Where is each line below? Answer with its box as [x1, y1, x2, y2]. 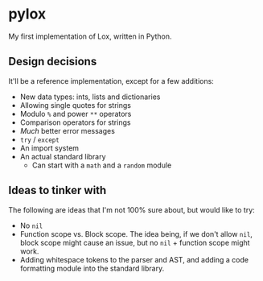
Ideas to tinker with [8, 184, 107, 197]
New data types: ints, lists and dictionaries [19, 92, 161, 101]
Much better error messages [19, 126, 115, 135]
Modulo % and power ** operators [19, 109, 132, 118]
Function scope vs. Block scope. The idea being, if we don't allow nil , [19, 229, 253, 238]
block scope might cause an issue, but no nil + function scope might [19, 238, 251, 247]
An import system [19, 143, 79, 153]
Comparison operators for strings [19, 118, 131, 127]
